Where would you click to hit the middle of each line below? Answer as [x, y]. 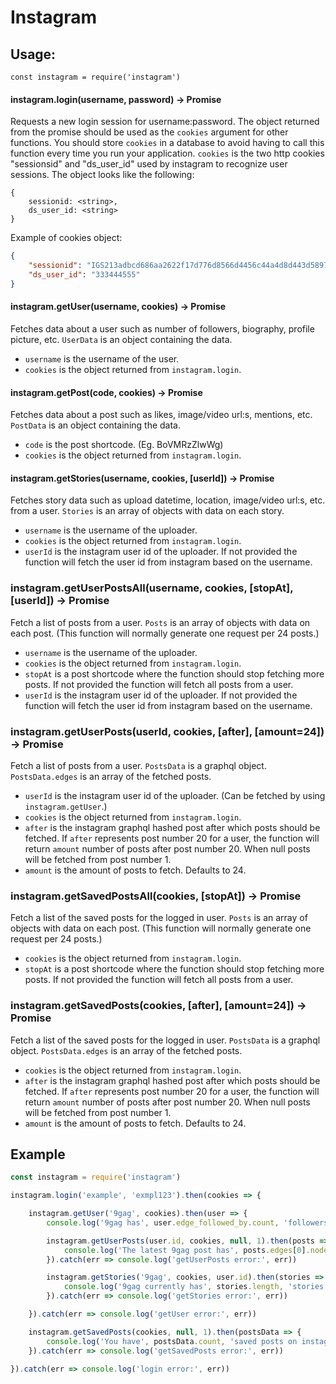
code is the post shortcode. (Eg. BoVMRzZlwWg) [124, 445]
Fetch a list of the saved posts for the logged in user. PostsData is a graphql [165, 1040]
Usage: [33, 54]
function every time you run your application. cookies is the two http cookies [167, 153]
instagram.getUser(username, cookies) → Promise [118, 307]
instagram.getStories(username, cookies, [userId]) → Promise [142, 478]
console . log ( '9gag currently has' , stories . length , [173, 1287]
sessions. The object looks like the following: [102, 175]
